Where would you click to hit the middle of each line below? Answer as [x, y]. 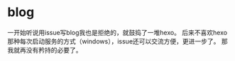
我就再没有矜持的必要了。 [45, 50]
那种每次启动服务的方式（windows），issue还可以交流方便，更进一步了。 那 [118, 41]
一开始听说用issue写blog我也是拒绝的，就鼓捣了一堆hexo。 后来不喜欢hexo [117, 32]
